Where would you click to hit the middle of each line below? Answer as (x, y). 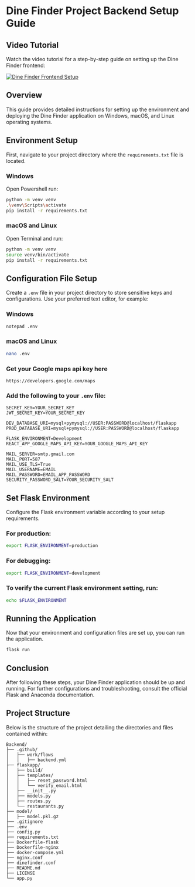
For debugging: (28, 561)
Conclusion (28, 668)
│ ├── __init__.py (31, 791)
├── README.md (23, 868)
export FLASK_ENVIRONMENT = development (53, 573)
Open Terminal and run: (35, 238)
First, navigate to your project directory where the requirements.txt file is (95, 155)
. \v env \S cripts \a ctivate (36, 205)
